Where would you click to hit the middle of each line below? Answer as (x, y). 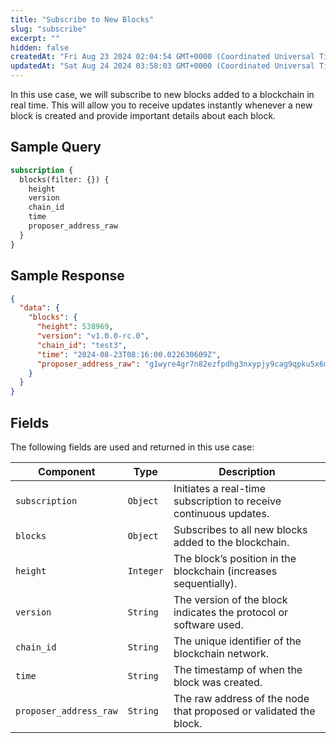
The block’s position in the (235, 558)
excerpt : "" (35, 38)
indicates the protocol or (231, 612)
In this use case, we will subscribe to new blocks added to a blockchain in (162, 94)
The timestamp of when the (238, 669)
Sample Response (67, 276)
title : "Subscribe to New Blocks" (82, 19)
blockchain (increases (225, 571)
